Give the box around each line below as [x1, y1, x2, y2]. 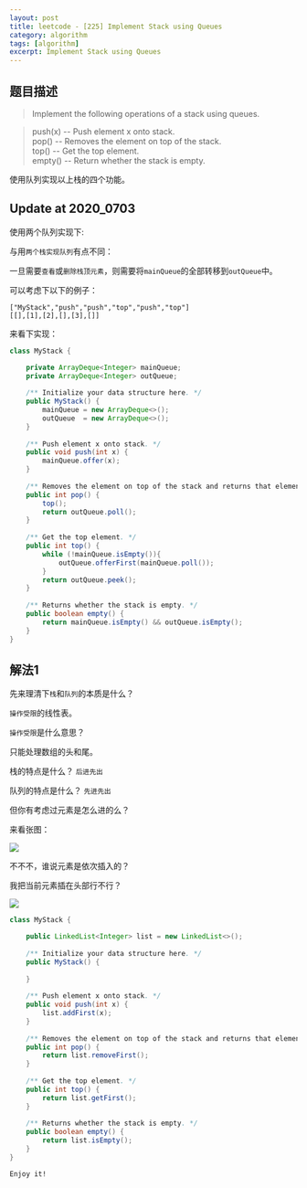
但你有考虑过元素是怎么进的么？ [9, 805, 130, 816]
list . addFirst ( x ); [42, 1009, 112, 1018]
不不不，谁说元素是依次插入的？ [9, 861, 130, 872]
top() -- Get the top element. [31, 145, 140, 156]
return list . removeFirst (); [42, 1051, 149, 1060]
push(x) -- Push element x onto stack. [31, 125, 175, 137]
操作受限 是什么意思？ [9, 727, 85, 738]
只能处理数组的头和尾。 [9, 747, 98, 758]
